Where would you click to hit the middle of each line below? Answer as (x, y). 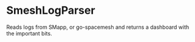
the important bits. (29, 33)
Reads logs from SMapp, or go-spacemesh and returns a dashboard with (98, 27)
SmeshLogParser (51, 10)
